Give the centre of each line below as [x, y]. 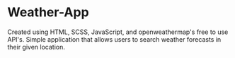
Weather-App [48, 12]
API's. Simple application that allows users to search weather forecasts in [114, 39]
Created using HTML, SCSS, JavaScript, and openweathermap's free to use [118, 32]
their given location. [36, 47]
